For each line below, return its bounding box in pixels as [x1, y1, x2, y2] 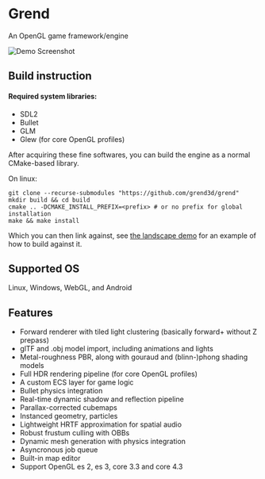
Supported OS [8, 262, 80, 275]
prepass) [19, 335, 50, 345]
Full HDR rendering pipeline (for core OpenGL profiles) [19, 370, 198, 379]
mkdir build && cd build [8, 196, 90, 204]
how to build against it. [8, 239, 83, 248]
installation [8, 209, 52, 218]
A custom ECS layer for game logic [19, 377, 134, 387]
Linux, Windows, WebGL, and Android [8, 283, 132, 293]
